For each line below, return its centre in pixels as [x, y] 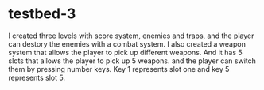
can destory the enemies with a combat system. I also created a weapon [127, 43]
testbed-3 [42, 14]
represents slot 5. [37, 77]
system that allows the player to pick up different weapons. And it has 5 [125, 52]
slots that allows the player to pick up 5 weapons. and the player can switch [132, 61]
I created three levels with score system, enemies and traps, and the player [131, 36]
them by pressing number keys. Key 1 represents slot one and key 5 [119, 69]
